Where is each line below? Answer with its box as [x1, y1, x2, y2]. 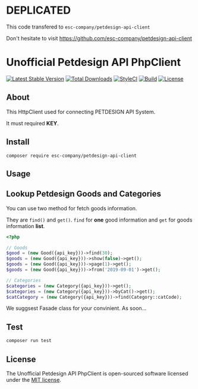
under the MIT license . [6, 376, 61, 383]
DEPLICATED [6, 4, 71, 17]
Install [6, 137, 30, 147]
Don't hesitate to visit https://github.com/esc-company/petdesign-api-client [6, 34, 192, 42]
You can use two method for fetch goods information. [6, 204, 137, 211]
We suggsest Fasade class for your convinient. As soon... [6, 305, 147, 312]
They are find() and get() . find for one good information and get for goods [6, 216, 193, 223]
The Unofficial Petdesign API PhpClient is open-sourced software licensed [6, 369, 188, 377]
